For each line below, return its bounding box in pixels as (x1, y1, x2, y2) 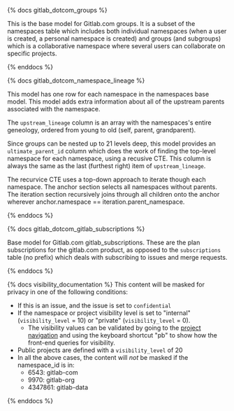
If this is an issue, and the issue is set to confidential (17, 301, 172, 309)
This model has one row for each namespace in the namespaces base (7, 90, 210, 98)
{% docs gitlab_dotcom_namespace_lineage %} (7, 76, 145, 85)
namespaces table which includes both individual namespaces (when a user (7, 27, 227, 35)
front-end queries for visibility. (27, 339, 115, 347)
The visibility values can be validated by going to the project (27, 323, 201, 332)
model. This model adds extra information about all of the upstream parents (7, 97, 225, 106)
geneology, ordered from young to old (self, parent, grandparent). (7, 126, 196, 134)
